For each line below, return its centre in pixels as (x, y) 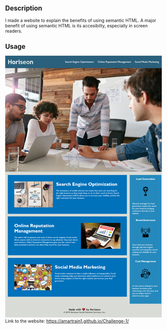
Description (24, 8)
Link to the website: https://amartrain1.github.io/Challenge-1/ (67, 321)
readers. (14, 31)
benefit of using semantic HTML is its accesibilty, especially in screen (77, 25)
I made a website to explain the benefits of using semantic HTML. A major (81, 20)
